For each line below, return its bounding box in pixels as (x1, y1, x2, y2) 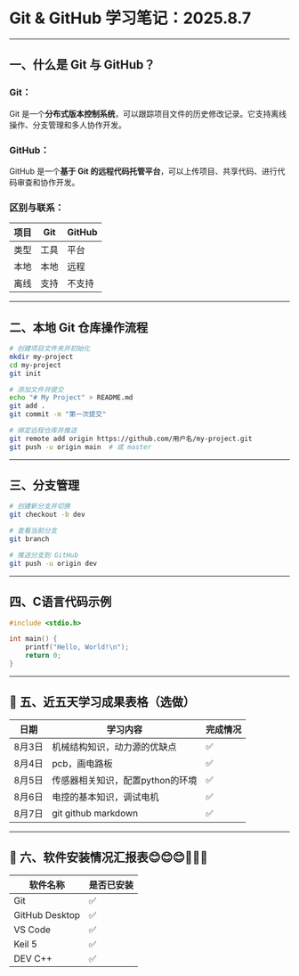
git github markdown (52, 807, 139, 819)
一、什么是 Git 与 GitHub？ (9, 57, 156, 72)
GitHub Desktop (13, 908, 81, 921)
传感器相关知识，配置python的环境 (52, 774, 198, 786)
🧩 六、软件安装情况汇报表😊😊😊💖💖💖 (9, 850, 208, 865)
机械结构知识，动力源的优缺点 (52, 741, 177, 753)
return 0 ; (25, 652, 62, 660)
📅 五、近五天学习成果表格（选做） (9, 694, 196, 709)
